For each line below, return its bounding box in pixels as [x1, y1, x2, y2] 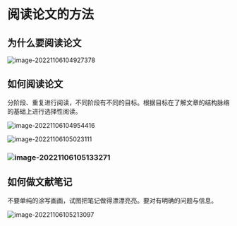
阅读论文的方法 [7, 6, 95, 23]
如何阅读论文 [7, 78, 63, 90]
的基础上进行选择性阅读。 [7, 107, 82, 115]
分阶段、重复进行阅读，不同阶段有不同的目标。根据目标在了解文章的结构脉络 [7, 98, 230, 107]
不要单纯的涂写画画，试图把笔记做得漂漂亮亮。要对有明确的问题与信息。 [7, 196, 217, 205]
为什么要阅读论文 [7, 37, 82, 49]
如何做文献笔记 [7, 176, 73, 188]
